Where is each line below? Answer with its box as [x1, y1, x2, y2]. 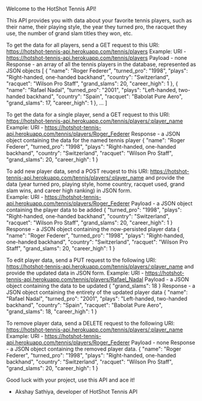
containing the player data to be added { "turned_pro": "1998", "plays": [6, 206, 182, 214]
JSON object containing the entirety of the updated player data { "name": [6, 289, 188, 296]
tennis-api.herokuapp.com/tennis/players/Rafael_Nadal [6, 276, 144, 283]
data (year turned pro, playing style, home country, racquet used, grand [6, 181, 185, 187]
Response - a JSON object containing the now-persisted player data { [6, 226, 180, 232]
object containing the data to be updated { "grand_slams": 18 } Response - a [6, 282, 196, 289]
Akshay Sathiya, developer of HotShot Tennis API [14, 388, 137, 395]
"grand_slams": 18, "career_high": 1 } [6, 308, 98, 315]
